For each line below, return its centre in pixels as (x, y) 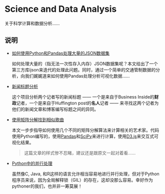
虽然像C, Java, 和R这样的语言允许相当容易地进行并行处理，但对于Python (85, 174)
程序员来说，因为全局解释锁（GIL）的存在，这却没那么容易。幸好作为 (82, 180)
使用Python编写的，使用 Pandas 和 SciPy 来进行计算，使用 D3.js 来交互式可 (85, 136)
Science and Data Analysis (61, 9)
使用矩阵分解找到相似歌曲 (38, 120)
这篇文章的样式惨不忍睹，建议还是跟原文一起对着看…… (80, 153)
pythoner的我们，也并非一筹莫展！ (47, 186)
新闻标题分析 (25, 86)
